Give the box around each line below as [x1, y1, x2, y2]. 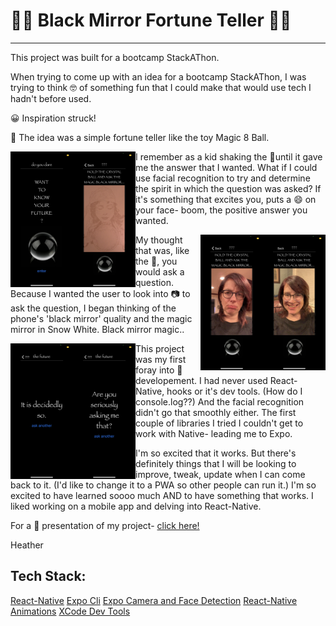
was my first [135, 353, 187, 365]
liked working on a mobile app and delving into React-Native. [10, 500, 262, 512]
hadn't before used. [10, 92, 92, 104]
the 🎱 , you [135, 255, 178, 267]
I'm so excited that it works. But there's [135, 447, 297, 459]
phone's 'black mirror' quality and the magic [10, 312, 193, 324]
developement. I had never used [135, 374, 268, 386]
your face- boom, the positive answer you [135, 204, 308, 216]
